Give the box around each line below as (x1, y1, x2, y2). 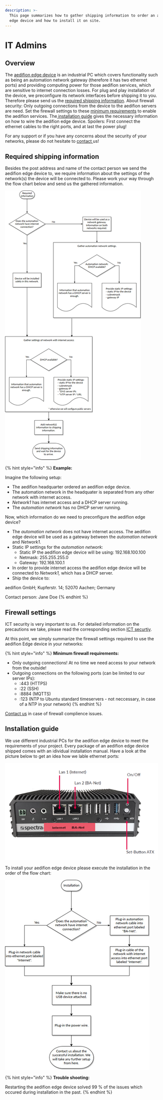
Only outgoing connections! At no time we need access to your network (12, 660, 156, 666)
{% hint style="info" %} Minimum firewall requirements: (5, 651, 119, 656)
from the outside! (12, 665, 47, 671)
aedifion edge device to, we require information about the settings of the (5, 170, 150, 176)
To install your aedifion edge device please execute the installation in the (5, 865, 150, 871)
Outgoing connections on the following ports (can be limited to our (12, 670, 146, 676)
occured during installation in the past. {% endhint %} (5, 1089, 113, 1095)
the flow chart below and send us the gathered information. (5, 181, 124, 187)
